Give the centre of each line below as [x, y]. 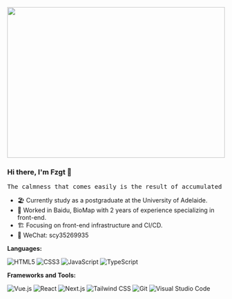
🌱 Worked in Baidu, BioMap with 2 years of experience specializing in [116, 210]
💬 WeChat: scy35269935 [53, 235]
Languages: [25, 249]
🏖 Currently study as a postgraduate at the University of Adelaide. [112, 200]
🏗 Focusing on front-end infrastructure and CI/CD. [90, 225]
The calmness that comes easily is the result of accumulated [115, 187]
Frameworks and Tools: [41, 276]
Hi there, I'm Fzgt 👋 [40, 172]
